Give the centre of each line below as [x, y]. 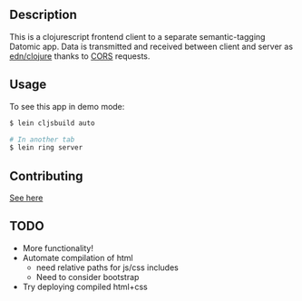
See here [26, 198]
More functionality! [58, 248]
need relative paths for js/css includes [107, 267]
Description [43, 15]
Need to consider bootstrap [88, 277]
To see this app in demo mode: [67, 106]
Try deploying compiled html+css [85, 286]
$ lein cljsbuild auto [52, 123]
